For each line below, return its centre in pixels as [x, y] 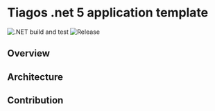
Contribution [35, 100]
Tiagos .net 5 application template [108, 13]
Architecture [35, 77]
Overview [29, 53]
